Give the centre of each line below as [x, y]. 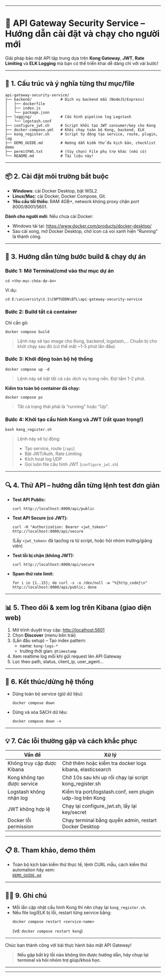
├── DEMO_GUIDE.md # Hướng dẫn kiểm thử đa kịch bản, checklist [80, 143]
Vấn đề [32, 755]
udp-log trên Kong [84, 798]
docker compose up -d [27, 369]
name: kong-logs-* [39, 645]
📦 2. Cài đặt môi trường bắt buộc [57, 176]
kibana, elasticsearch [87, 769]
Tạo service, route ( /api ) [50, 449]
